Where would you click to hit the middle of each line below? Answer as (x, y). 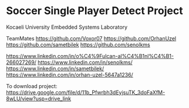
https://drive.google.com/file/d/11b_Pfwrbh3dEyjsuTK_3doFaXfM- (86, 92)
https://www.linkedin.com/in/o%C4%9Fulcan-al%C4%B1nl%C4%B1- (90, 56)
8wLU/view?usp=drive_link (39, 99)
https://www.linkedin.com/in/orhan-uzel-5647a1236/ (70, 75)
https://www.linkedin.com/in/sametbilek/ (55, 68)
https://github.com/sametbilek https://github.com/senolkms (78, 45)
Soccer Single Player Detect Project (95, 11)
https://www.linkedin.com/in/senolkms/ (85, 62)
